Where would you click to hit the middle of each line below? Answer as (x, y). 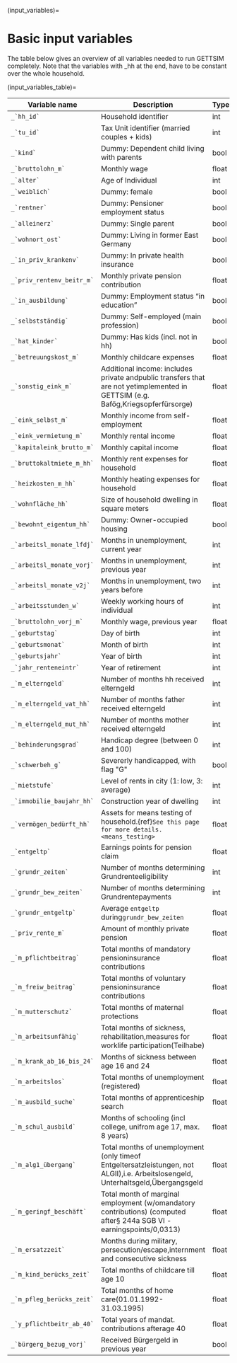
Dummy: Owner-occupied (145, 519)
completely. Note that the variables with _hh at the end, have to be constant (117, 66)
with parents (122, 157)
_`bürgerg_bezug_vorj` (49, 1344)
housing (115, 529)
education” (119, 305)
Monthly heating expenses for (151, 479)
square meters (125, 508)
